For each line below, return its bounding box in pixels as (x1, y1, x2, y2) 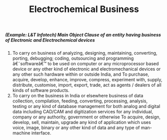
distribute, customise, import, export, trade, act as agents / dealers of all (12, 82, 161, 88)
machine (12, 129, 31, 136)
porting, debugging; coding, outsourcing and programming (12, 55, 134, 61)
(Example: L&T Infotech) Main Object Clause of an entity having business (5, 32, 161, 38)
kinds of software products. (12, 87, 70, 93)
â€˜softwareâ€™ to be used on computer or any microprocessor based (12, 60, 159, 66)
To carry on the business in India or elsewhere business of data (12, 92, 143, 98)
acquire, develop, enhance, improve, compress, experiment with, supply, (12, 76, 162, 82)
